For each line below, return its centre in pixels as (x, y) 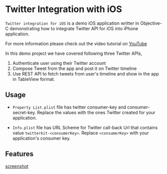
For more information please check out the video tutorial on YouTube (76, 43)
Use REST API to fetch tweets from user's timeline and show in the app (86, 73)
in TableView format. (34, 79)
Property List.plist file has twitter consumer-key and (69, 107)
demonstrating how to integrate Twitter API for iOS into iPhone (74, 28)
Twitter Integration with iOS (64, 9)
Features (19, 154)
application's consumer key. (42, 138)
